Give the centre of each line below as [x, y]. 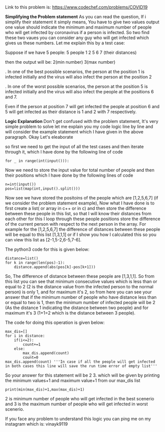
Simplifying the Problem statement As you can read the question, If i [76, 17]
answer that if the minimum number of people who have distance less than [81, 297]
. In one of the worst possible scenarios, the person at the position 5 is [77, 86]
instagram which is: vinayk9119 [36, 424]
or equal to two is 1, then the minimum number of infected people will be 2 [80, 302]
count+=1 [32, 345]
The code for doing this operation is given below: [55, 322]
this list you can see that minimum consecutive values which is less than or [81, 281]
